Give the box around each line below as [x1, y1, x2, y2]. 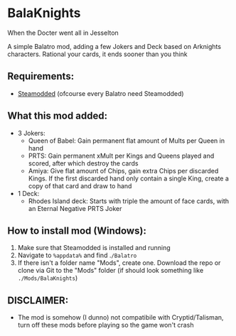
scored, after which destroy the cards [28, 158, 139, 168]
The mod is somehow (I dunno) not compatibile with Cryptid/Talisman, [17, 313, 224, 322]
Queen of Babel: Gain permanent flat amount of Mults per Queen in [28, 136, 225, 145]
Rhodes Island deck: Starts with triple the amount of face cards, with [28, 197, 230, 205]
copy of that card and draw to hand [28, 181, 132, 190]
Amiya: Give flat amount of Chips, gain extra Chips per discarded [28, 166, 219, 175]
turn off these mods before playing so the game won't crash [17, 321, 194, 330]
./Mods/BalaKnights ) [17, 273, 78, 282]
